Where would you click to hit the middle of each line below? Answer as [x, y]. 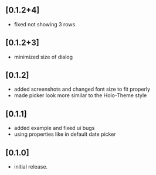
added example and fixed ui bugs [54, 128]
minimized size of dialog [43, 57]
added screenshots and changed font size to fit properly [82, 89]
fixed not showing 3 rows [45, 24]
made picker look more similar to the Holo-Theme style [80, 95]
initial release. [31, 167]
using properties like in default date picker [65, 134]
